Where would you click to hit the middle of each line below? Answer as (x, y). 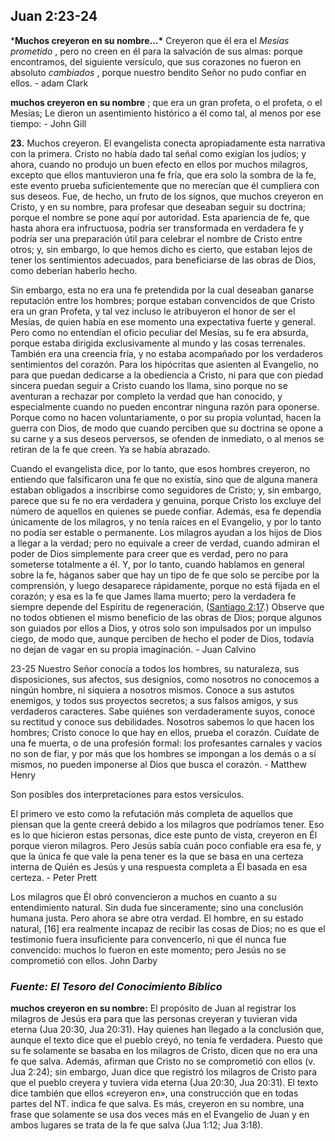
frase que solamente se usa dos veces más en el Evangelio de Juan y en (160, 1115)
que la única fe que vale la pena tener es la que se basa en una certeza (157, 856)
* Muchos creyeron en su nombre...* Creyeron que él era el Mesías (150, 40)
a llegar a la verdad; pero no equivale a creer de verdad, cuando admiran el (165, 543)
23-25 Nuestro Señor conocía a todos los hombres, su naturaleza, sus (155, 668)
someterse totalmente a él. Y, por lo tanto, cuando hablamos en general (157, 564)
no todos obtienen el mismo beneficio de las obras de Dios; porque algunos (166, 617)
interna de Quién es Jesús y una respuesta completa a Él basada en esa (159, 866)
